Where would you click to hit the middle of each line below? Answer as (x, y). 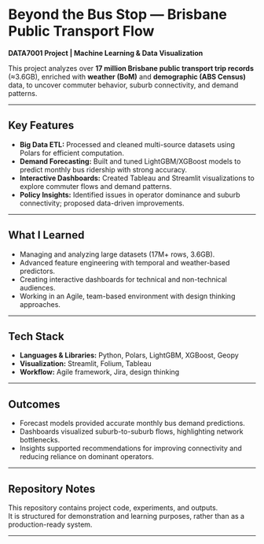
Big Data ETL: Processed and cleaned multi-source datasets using (127, 144)
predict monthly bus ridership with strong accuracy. (103, 169)
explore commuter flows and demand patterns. (95, 186)
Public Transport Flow (81, 31)
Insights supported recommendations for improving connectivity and (130, 448)
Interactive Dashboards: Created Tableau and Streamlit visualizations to (137, 178)
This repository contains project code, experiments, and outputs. (113, 508)
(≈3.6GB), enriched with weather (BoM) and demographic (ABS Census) (127, 76)
